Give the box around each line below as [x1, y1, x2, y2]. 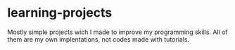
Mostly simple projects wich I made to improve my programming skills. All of [7, 28, 228, 36]
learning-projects [7, 5, 113, 21]
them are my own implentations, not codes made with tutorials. [7, 35, 190, 43]
